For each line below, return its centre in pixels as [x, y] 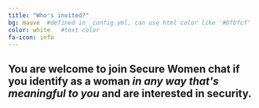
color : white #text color [54, 30]
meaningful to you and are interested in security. [130, 94]
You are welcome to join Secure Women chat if [124, 68]
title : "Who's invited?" [49, 15]
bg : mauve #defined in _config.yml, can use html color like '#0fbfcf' [129, 23]
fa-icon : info [31, 37]
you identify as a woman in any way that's [113, 81]
